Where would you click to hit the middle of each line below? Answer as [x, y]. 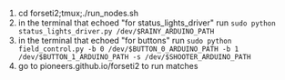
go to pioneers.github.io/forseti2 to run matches [108, 66]
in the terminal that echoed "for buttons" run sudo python [125, 40]
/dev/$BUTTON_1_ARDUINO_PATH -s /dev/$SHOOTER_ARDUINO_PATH [134, 57]
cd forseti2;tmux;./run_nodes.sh [78, 13]
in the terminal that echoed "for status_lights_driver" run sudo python [147, 23]
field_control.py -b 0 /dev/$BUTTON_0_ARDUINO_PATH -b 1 [128, 49]
